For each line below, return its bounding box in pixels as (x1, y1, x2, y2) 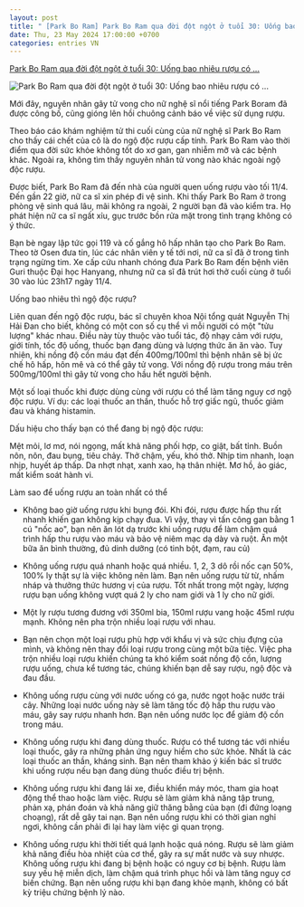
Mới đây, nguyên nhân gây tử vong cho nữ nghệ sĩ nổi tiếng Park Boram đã (9, 99, 288, 110)
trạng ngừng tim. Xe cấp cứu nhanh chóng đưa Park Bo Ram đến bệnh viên (9, 257, 290, 268)
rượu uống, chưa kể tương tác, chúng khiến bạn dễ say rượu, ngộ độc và (22, 663, 292, 674)
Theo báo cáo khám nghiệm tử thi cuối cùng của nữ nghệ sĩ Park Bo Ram (9, 126, 281, 137)
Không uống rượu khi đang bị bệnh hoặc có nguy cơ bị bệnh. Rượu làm (22, 858, 287, 869)
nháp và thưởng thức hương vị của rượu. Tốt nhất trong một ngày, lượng (22, 580, 290, 591)
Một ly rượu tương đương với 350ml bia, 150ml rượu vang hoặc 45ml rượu (22, 607, 295, 618)
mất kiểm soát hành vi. (9, 470, 94, 481)
